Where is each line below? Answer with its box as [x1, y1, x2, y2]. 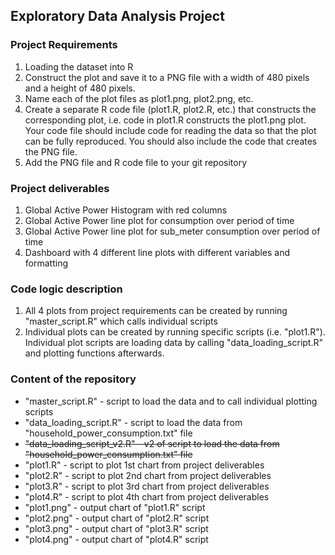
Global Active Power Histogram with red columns [24, 204, 228, 216]
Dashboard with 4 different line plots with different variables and [24, 246, 291, 258]
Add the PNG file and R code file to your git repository [24, 156, 248, 168]
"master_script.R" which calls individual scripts [24, 315, 218, 328]
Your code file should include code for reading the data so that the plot [24, 124, 317, 136]
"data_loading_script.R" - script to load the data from [24, 416, 243, 428]
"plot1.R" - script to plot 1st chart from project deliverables [24, 459, 265, 471]
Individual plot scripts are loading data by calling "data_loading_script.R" [24, 337, 323, 349]
